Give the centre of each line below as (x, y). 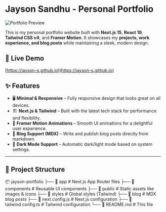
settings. (21, 149)
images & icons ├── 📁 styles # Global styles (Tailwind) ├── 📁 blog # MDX (81, 194)
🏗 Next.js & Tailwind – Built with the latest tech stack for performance (84, 111)
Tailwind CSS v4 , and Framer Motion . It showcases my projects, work (77, 38)
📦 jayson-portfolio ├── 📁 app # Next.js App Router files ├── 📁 (70, 182)
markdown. (24, 139)
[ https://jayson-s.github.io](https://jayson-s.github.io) (60, 70)
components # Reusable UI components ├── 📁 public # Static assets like (80, 189)
